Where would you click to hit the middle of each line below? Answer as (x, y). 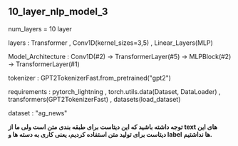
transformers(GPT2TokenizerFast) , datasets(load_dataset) (94, 99)
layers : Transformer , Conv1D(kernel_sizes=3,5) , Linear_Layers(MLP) (110, 43)
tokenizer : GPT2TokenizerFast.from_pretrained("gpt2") (90, 78)
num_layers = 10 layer (40, 28)
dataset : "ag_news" (38, 113)
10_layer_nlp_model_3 (58, 12)
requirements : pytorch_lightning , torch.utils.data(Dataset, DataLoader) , (114, 91)
